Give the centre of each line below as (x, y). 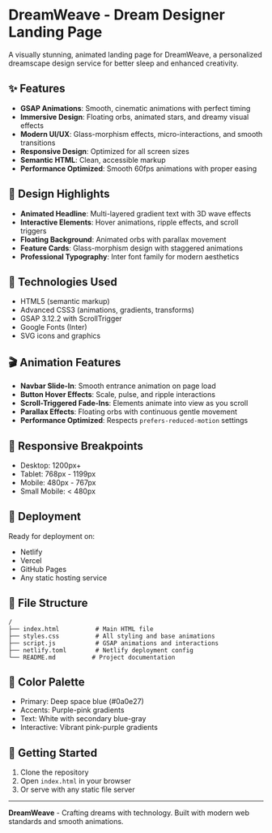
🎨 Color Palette (47, 682)
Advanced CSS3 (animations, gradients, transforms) (107, 310)
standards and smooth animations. (66, 822)
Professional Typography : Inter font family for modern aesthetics (130, 256)
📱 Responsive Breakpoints (76, 446)
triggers (33, 231)
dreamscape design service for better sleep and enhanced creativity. (123, 63)
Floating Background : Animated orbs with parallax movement (123, 239)
